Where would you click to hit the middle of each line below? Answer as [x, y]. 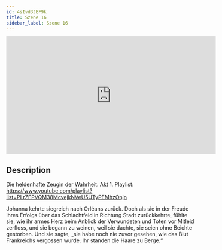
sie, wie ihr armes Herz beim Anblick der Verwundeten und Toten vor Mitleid [100, 221]
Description [28, 170]
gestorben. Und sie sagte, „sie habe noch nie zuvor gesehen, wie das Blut [97, 234]
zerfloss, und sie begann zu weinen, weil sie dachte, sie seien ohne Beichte [99, 228]
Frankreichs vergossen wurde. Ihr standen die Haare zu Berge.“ [85, 240]
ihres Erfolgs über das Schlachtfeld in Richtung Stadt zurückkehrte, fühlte [97, 215]
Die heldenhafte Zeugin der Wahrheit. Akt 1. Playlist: [70, 185]
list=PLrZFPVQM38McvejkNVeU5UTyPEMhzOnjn [67, 197]
